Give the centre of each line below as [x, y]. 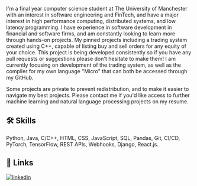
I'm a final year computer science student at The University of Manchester [97, 9]
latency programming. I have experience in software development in [89, 27]
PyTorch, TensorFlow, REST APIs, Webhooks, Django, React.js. [82, 144]
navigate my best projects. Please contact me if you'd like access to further [98, 95]
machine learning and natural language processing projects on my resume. [97, 102]
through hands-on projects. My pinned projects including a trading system [97, 40]
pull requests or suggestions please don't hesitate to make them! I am [91, 59]
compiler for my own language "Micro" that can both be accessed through [97, 71]
